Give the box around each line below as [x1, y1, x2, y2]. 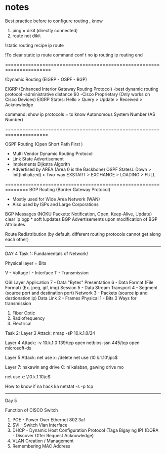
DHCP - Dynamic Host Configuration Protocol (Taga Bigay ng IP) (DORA [12, 427, 159, 433]
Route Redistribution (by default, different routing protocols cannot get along [5, 231, 161, 237]
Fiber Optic [12, 310, 36, 316]
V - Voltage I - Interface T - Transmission [5, 269, 89, 276]
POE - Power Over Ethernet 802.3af [12, 416, 85, 422]
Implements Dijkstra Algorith [12, 161, 70, 167]
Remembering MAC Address [12, 443, 71, 449]
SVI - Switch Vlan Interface [12, 422, 68, 428]
